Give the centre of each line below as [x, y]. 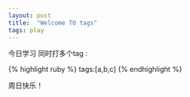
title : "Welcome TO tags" [53, 23]
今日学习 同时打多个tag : [48, 54]
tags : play [26, 30]
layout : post [30, 15]
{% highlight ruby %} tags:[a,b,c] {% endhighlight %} [95, 69]
